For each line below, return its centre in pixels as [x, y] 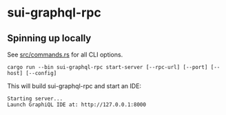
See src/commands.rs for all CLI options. [65, 54]
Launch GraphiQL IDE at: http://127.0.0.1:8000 [77, 105]
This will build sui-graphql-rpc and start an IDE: [74, 86]
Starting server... [35, 98]
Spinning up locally [49, 38]
